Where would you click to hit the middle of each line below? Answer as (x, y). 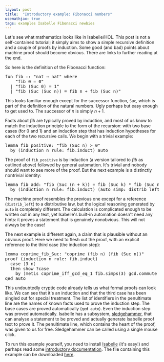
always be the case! (25, 225)
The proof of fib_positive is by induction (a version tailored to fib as (74, 160)
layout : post (18, 10)
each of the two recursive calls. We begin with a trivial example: (69, 136)
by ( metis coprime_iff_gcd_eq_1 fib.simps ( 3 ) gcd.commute (86, 274)
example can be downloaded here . (40, 355)
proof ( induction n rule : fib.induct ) (51, 259)
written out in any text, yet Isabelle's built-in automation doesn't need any (79, 215)
